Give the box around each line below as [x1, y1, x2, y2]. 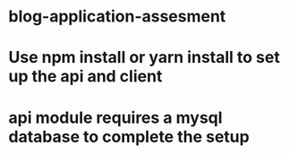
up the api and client [8, 66, 163, 87]
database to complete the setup [8, 126, 250, 147]
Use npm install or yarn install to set [8, 47, 281, 68]
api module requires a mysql [8, 108, 223, 127]
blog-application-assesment [8, 6, 226, 27]
